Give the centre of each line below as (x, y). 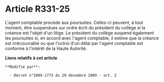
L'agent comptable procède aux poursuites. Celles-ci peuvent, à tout (74, 22)
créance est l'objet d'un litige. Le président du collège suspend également (80, 33)
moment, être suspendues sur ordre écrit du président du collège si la (75, 27)
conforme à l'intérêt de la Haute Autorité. (46, 48)
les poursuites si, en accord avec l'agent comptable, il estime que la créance (82, 38)
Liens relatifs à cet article (31, 58)
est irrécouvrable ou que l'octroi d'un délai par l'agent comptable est (74, 43)
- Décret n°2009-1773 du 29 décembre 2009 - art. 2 (63, 75)
